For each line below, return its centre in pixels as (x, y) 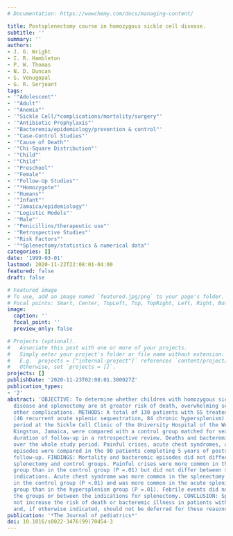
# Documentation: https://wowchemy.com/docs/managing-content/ (101, 14)
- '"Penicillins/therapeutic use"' (59, 226)
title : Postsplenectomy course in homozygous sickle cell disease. (107, 26)
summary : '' (24, 39)
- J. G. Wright (29, 52)
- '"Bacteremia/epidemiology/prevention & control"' (85, 129)
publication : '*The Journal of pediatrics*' (72, 515)
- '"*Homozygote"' (34, 187)
